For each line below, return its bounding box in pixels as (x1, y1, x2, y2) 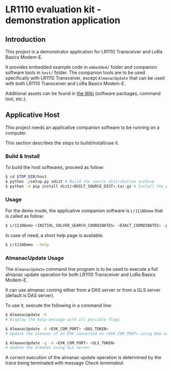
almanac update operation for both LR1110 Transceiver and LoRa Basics (5, 271, 156, 278)
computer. (5, 129, 27, 136)
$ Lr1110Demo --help (5, 242, 50, 247)
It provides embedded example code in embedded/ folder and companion (5, 64, 157, 70)
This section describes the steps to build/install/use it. (5, 140, 119, 146)
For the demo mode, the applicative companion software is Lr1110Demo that (5, 208, 163, 214)
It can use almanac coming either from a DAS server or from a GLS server (5, 287, 161, 293)
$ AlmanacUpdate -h (5, 312, 47, 318)
